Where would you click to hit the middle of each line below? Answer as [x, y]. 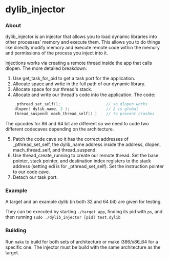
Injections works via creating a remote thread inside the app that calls [79, 63]
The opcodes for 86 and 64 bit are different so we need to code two [77, 124]
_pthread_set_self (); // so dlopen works [81, 104]
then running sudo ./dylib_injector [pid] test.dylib [63, 217]
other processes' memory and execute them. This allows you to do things [83, 42]
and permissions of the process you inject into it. [57, 53]
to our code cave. [31, 172]
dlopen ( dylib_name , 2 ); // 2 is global [77, 109]
